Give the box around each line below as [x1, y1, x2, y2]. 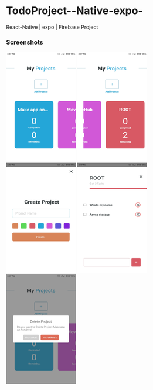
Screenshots [6, 38, 43, 46]
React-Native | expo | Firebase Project [6, 23, 98, 30]
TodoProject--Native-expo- [6, 4, 144, 18]
